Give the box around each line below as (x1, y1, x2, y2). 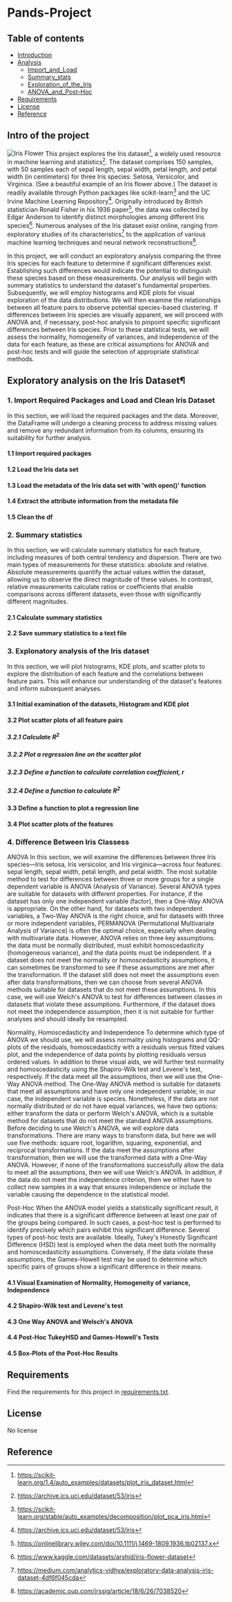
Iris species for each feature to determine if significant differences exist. (7, 259, 213, 267)
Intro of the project (7, 130, 90, 141)
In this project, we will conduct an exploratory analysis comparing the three (7, 252, 222, 261)
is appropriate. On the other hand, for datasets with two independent (7, 904, 203, 913)
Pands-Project (7, 5, 92, 21)
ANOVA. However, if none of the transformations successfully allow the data (7, 1161, 224, 1169)
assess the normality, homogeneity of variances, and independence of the (7, 333, 219, 341)
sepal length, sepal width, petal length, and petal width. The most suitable (7, 868, 217, 876)
